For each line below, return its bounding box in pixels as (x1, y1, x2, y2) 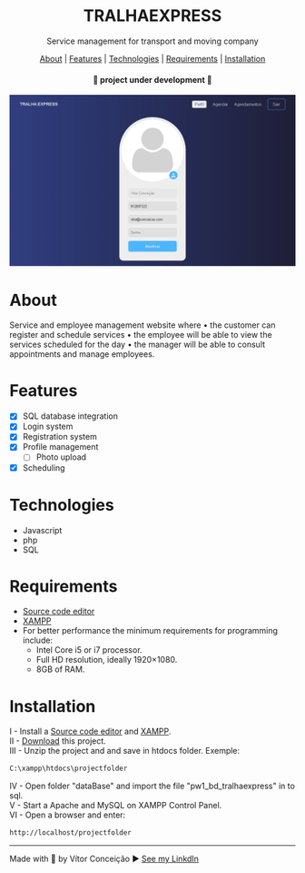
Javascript (22, 524, 63, 535)
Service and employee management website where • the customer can (9, 320, 276, 330)
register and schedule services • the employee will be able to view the (9, 330, 272, 340)
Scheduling (22, 462, 65, 473)
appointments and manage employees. (9, 349, 155, 360)
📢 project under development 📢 (93, 74, 212, 85)
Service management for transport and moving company (46, 36, 259, 46)
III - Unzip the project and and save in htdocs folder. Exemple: (9, 746, 241, 756)
